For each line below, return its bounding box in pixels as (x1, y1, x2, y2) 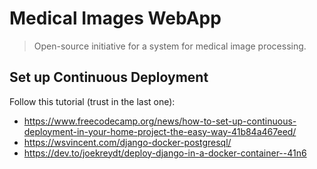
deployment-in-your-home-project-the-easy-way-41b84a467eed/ (23, 125, 297, 137)
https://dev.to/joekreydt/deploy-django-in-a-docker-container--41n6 (23, 147, 307, 159)
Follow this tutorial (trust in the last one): (9, 95, 176, 107)
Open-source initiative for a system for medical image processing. (33, 40, 307, 52)
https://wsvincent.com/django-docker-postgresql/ (23, 136, 232, 148)
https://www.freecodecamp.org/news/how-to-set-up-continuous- (23, 115, 297, 127)
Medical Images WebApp (9, 7, 222, 30)
